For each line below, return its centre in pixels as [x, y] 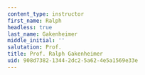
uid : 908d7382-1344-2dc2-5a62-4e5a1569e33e [73, 61]
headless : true [30, 27]
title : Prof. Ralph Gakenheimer [55, 54]
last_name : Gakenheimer [43, 34]
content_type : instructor [45, 14]
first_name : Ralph [34, 21]
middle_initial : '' [36, 41]
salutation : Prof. [34, 47]
